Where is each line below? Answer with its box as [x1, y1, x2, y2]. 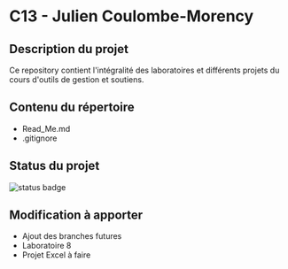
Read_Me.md [21, 123, 71, 134]
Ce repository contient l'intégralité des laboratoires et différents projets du [9, 65, 280, 75]
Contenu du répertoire [9, 100, 135, 115]
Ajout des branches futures [21, 231, 122, 242]
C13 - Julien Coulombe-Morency [9, 6, 254, 27]
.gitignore [21, 133, 58, 143]
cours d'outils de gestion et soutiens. [9, 74, 144, 85]
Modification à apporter [9, 208, 144, 223]
